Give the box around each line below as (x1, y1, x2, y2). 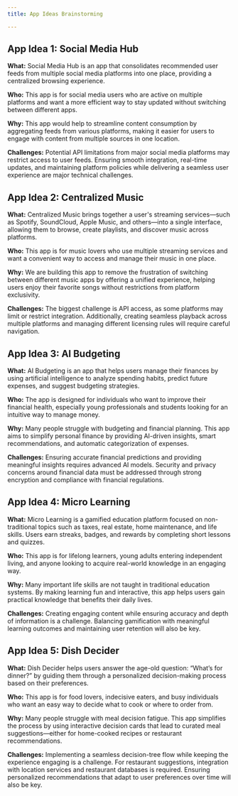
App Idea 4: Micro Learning (7, 496, 131, 508)
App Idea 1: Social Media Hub (7, 43, 139, 55)
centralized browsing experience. (7, 77, 105, 85)
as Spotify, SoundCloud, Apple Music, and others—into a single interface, (7, 218, 222, 227)
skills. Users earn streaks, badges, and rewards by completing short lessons (7, 530, 231, 538)
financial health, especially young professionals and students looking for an (7, 403, 229, 412)
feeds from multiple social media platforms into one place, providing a (7, 69, 212, 78)
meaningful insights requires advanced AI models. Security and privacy (7, 461, 217, 469)
